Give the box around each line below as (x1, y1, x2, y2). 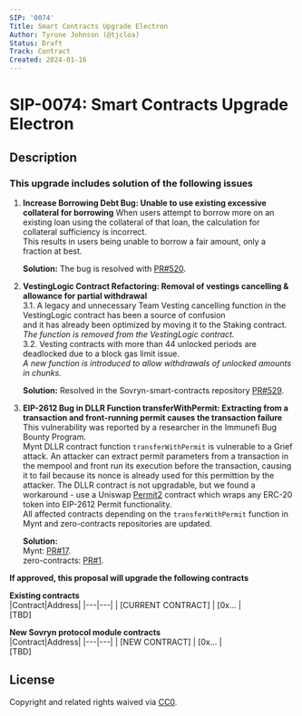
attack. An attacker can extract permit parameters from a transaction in (22, 450, 288, 461)
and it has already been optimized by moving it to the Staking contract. (22, 319, 287, 330)
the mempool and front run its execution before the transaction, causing (22, 460, 292, 471)
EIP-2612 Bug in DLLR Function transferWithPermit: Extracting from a (22, 402, 288, 413)
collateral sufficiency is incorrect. (22, 226, 148, 237)
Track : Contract (9, 47, 71, 56)
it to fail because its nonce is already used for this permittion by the (22, 469, 275, 480)
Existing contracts (9, 590, 80, 601)
